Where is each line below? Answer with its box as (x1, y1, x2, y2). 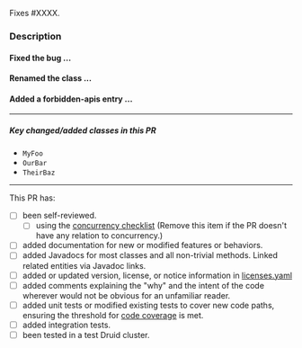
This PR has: (9, 192, 56, 203)
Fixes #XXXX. (9, 8, 60, 18)
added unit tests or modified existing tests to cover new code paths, (22, 299, 275, 310)
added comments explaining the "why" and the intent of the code (22, 280, 265, 290)
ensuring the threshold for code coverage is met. (22, 309, 204, 320)
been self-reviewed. (22, 210, 97, 221)
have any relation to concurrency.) (35, 230, 164, 241)
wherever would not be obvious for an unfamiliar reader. (22, 290, 231, 300)
